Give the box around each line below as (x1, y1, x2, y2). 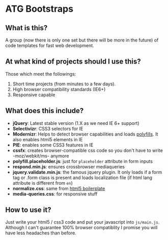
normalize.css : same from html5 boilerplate (12, 185, 105, 191)
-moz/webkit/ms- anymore (12, 152, 69, 159)
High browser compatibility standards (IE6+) (12, 86, 106, 92)
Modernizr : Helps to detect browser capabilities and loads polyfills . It (12, 131, 158, 137)
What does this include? (5, 106, 84, 115)
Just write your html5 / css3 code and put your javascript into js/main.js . (5, 219, 160, 225)
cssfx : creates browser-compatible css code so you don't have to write (12, 147, 163, 154)
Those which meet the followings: (5, 71, 76, 77)
